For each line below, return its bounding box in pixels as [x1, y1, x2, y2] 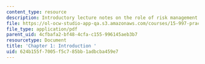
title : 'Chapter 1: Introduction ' [6, 43, 97, 49]
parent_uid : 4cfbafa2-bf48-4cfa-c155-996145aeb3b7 [6, 32, 138, 38]
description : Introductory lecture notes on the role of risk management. [6, 15, 201, 21]
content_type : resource [6, 9, 67, 15]
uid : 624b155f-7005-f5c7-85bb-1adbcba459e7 [6, 49, 119, 55]
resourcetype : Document [6, 37, 67, 43]
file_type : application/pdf [6, 26, 78, 32]
